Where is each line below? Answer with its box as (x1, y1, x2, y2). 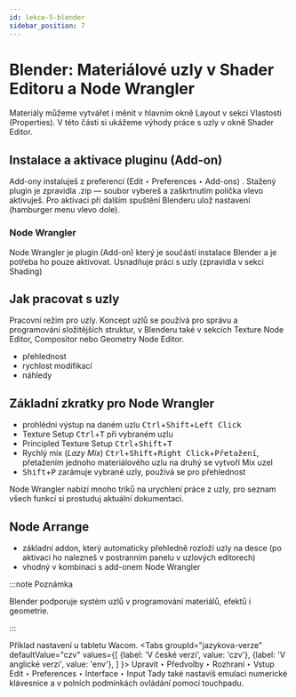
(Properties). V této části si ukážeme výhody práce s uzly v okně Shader (9, 117, 274, 128)
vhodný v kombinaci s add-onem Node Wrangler (21, 561, 201, 572)
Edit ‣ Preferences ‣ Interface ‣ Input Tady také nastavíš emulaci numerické (9, 668, 288, 678)
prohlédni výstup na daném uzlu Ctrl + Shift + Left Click (21, 420, 242, 430)
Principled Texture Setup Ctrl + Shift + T (21, 438, 172, 449)
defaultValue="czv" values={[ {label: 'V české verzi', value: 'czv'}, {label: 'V (9, 649, 286, 660)
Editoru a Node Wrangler (9, 78, 196, 99)
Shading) (9, 266, 43, 276)
